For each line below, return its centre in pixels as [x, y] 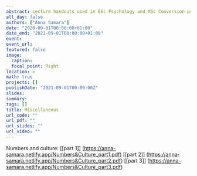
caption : [22, 60]
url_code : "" [22, 115]
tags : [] [17, 104]
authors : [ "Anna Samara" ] [38, 22]
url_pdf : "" [21, 121]
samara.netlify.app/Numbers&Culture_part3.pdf [64, 167]
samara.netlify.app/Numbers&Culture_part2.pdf [64, 160]
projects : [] [22, 83]
